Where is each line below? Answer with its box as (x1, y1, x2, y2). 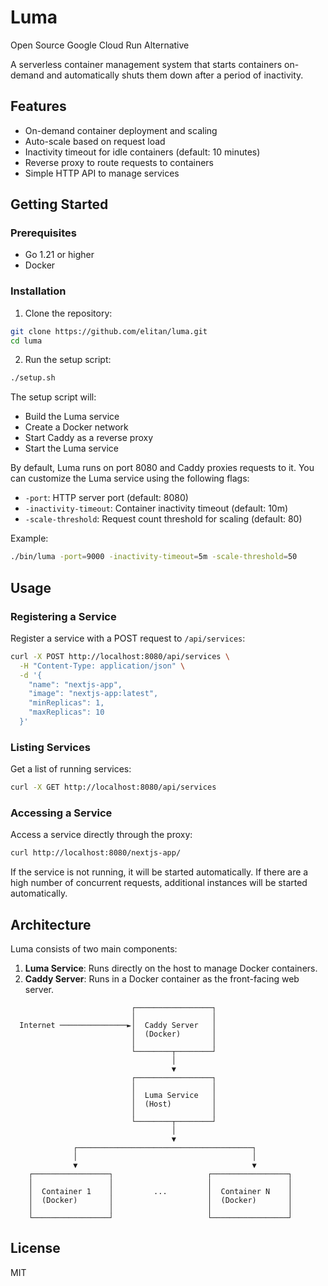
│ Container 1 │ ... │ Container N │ (28, 1187, 293, 1197)
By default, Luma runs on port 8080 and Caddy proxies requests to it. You (10, 462, 315, 474)
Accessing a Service (10, 806, 113, 820)
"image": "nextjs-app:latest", (28, 689, 159, 699)
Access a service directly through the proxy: (10, 829, 193, 841)
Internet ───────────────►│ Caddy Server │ (19, 1021, 217, 1031)
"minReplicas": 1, (28, 698, 105, 708)
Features (10, 98, 67, 115)
